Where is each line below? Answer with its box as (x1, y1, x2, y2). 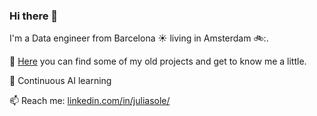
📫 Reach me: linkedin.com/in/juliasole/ (9, 95, 171, 107)
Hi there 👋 (9, 9, 59, 23)
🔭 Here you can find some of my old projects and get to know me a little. (9, 55, 307, 68)
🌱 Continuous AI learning (9, 75, 112, 87)
